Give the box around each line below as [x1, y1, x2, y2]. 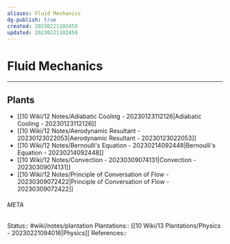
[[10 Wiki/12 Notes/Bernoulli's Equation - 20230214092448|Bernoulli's [16, 141, 216, 149]
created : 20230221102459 [7, 23, 78, 29]
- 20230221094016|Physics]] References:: [7, 229, 127, 237]
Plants [7, 94, 35, 106]
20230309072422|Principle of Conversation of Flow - [16, 178, 170, 185]
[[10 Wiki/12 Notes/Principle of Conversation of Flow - [16, 170, 169, 178]
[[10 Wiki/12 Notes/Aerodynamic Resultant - [16, 127, 141, 135]
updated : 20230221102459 [7, 29, 78, 36]
